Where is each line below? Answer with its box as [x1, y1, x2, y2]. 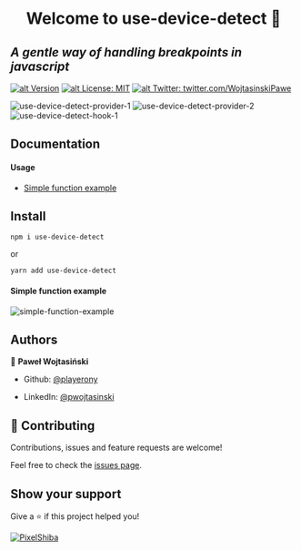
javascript [10, 58, 70, 74]
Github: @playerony [23, 373, 98, 385]
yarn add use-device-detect [10, 266, 117, 276]
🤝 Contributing [10, 418, 95, 434]
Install [10, 209, 46, 224]
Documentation [10, 137, 101, 152]
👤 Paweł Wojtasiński [10, 356, 89, 367]
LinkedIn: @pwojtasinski [23, 392, 115, 403]
